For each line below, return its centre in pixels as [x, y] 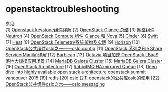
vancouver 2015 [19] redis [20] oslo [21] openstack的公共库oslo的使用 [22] [82, 78]
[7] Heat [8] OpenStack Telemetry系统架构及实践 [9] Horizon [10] [73, 42]
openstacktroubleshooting [62, 9]
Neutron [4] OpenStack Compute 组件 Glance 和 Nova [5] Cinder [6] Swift [82, 36]
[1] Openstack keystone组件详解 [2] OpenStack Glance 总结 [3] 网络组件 [80, 30]
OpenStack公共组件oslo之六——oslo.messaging [55, 84]
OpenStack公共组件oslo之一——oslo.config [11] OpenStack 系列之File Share [84, 48]
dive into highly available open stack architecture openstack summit [76, 72]
